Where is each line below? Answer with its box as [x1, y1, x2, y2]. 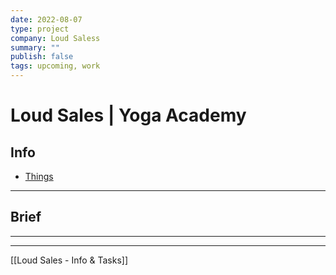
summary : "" [10, 42, 60, 53]
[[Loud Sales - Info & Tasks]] [10, 254, 129, 266]
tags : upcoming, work [10, 61, 101, 71]
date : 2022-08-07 [10, 14, 83, 25]
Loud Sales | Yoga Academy [10, 104, 247, 127]
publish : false [10, 52, 74, 62]
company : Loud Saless [10, 33, 101, 43]
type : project [10, 24, 70, 34]
